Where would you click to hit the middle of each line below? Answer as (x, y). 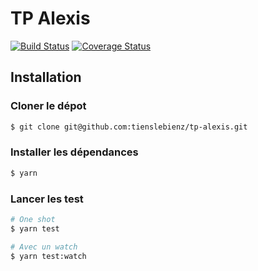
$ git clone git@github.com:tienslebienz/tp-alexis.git (129, 127)
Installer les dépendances (74, 152)
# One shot (33, 219)
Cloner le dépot (48, 106)
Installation (46, 77)
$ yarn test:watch (48, 256)
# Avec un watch (44, 247)
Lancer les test (47, 199)
